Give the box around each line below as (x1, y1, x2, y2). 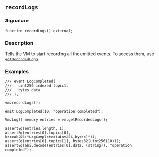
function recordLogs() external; (5, 28, 73, 33)
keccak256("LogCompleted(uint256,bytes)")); (5, 135, 97, 139)
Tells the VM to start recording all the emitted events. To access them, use (5, 51, 155, 57)
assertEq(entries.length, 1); (5, 126, 67, 131)
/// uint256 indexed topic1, (5, 83, 69, 88)
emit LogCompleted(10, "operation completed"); (5, 109, 104, 114)
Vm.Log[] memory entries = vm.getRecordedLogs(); (5, 118, 108, 122)
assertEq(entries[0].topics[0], (5, 130, 71, 136)
